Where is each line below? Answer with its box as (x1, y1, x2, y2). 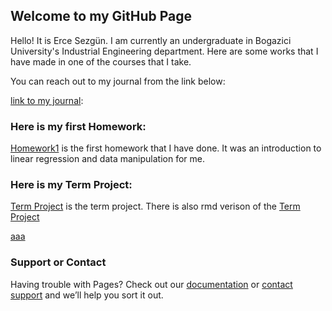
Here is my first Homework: (10, 119, 147, 133)
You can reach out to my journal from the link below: (10, 75, 226, 87)
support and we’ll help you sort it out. (10, 289, 164, 301)
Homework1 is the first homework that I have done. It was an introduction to (10, 142, 322, 154)
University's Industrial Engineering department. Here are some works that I (10, 45, 319, 57)
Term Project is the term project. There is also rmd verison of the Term (10, 200, 301, 213)
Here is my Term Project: (10, 178, 133, 192)
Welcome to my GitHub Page (10, 8, 193, 25)
